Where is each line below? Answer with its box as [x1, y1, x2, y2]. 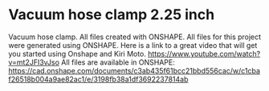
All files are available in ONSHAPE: [61, 57, 175, 67]
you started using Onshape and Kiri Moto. [8, 49, 147, 58]
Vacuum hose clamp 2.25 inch [8, 6, 215, 24]
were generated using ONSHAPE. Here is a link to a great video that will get [8, 40, 258, 49]
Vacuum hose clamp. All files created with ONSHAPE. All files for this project [8, 32, 262, 42]
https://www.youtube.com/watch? [147, 49, 261, 58]
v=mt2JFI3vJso [8, 57, 60, 67]
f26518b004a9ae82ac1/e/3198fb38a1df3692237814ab [8, 74, 189, 84]
